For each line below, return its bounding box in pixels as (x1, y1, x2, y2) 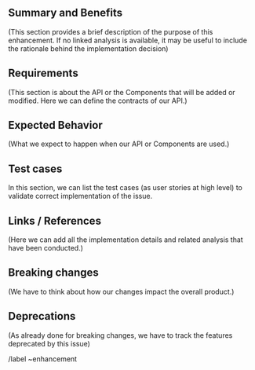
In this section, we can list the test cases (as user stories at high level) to (8, 183, 243, 192)
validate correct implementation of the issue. (8, 192, 153, 201)
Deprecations (8, 310, 76, 323)
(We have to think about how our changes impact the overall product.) (8, 287, 235, 296)
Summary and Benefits (8, 6, 123, 20)
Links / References (8, 214, 102, 227)
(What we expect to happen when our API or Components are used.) (8, 139, 230, 148)
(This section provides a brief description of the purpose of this (8, 27, 213, 36)
